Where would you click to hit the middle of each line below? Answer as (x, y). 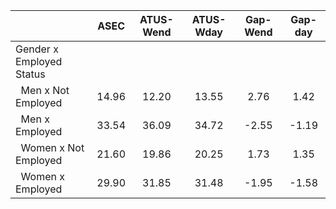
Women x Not (52, 147)
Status (30, 74)
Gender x (37, 49)
